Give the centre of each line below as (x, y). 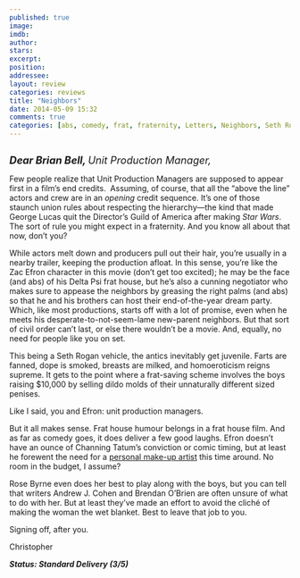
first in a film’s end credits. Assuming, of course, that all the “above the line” (150, 188)
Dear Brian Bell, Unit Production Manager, (110, 160)
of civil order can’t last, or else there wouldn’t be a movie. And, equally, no (146, 329)
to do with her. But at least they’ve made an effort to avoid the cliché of (140, 503)
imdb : (19, 34)
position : (28, 68)
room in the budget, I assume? (65, 466)
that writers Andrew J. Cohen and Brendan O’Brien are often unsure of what (149, 493)
